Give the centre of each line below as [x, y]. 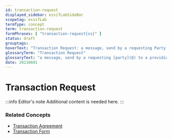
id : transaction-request [32, 10]
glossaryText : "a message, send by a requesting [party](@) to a [76, 57]
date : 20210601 [21, 62]
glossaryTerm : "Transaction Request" [46, 53]
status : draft [20, 39]
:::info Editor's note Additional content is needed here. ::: [65, 102]
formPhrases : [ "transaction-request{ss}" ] [53, 34]
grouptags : [17, 43]
